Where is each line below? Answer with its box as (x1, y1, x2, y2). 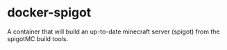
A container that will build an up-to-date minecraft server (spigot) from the (7, 27, 220, 36)
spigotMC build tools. (7, 34, 68, 42)
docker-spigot (7, 5, 92, 21)
